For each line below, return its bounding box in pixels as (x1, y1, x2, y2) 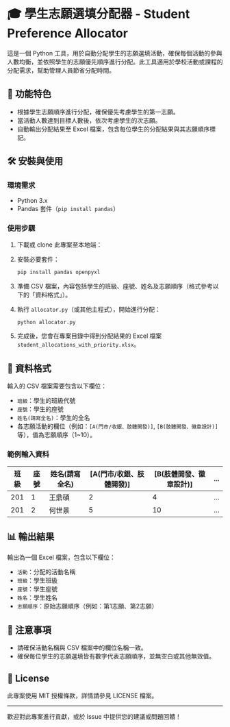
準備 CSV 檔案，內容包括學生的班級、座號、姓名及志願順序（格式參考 (16, 282, 214, 290)
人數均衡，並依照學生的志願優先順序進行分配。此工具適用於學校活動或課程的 (7, 58, 223, 66)
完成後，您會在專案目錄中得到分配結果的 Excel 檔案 (16, 332, 162, 340)
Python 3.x (16, 197, 48, 205)
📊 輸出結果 (7, 530, 55, 542)
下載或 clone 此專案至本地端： (16, 241, 103, 249)
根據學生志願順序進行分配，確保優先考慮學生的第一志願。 (16, 108, 179, 116)
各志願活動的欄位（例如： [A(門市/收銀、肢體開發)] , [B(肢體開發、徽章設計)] (16, 422, 218, 430)
